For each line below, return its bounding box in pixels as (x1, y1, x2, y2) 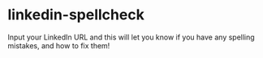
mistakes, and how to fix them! (7, 40, 110, 50)
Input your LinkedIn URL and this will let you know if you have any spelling (7, 32, 255, 42)
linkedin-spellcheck (7, 6, 145, 24)
